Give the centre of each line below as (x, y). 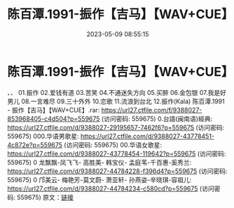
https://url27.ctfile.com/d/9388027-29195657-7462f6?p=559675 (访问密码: (116, 127)
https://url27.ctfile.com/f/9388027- (152, 110)
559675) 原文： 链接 (45, 197)
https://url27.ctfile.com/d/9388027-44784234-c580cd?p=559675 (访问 (111, 188)
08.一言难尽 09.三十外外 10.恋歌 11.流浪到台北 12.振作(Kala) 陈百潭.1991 (123, 101)
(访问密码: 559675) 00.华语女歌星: (113, 144)
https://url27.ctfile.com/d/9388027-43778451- (147, 136)
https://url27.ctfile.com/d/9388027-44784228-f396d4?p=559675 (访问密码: (117, 171)
